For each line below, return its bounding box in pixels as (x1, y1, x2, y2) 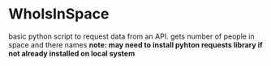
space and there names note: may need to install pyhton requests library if (8, 39, 263, 49)
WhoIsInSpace (8, 5, 110, 23)
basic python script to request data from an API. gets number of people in (8, 31, 256, 41)
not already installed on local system (8, 48, 135, 58)
